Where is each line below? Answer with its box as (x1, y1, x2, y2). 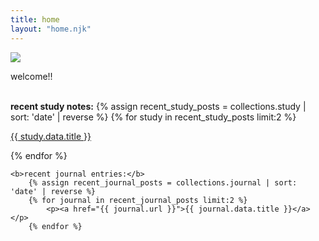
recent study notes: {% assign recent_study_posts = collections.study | (10, 100, 307, 112)
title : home (10, 14, 60, 25)
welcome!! (10, 70, 53, 82)
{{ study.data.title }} (10, 130, 92, 142)
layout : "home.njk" (10, 24, 92, 34)
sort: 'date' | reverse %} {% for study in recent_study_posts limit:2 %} (10, 111, 297, 123)
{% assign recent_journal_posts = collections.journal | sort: (28, 177, 298, 188)
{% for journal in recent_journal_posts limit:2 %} (28, 195, 248, 205)
